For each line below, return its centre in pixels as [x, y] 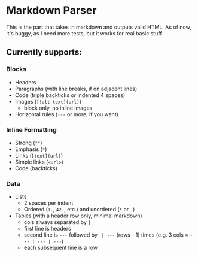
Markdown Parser [51, 10]
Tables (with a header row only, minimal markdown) [78, 216]
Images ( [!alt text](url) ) [48, 101]
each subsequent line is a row [60, 248]
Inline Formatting [31, 129]
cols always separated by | [57, 222]
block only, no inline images [58, 108]
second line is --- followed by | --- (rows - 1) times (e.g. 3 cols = [106, 235]
